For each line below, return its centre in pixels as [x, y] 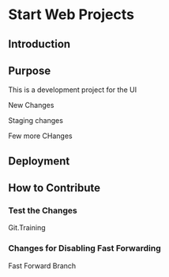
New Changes [31, 106]
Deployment [39, 161]
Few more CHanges [40, 136]
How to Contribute [54, 188]
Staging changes [36, 121]
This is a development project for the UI [72, 90]
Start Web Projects [71, 15]
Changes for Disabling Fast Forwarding [85, 248]
